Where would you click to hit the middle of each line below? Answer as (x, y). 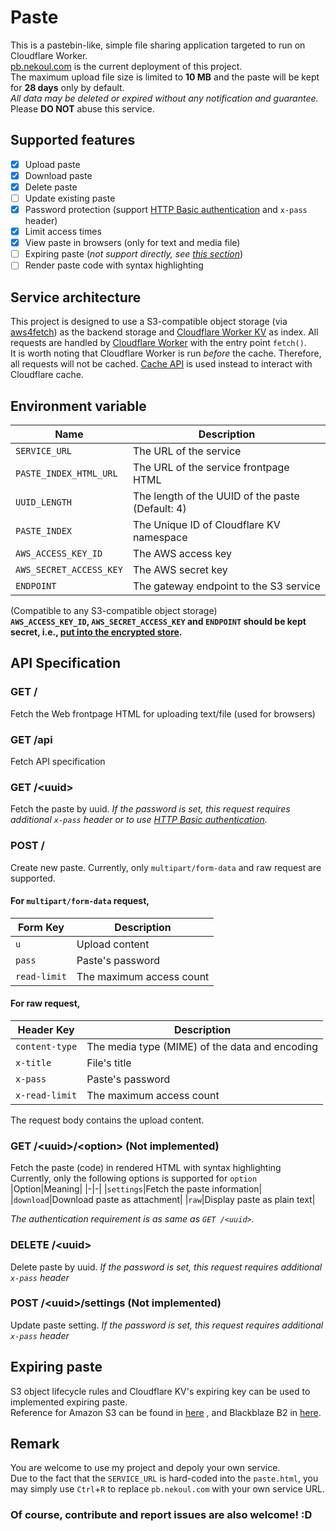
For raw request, (45, 1003)
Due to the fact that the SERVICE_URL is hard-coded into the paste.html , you (164, 1478)
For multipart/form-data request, (80, 901)
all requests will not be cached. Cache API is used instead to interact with (161, 364)
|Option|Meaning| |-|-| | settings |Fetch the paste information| (136, 1189)
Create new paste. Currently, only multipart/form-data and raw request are (166, 867)
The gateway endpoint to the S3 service (226, 586)
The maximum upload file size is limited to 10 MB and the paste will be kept (165, 77)
